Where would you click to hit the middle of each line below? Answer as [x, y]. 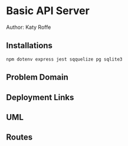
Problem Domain [37, 77]
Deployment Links [40, 97]
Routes [19, 137]
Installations [29, 46]
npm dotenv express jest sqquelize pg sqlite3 [64, 59]
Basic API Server [48, 11]
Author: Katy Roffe [29, 27]
